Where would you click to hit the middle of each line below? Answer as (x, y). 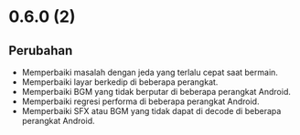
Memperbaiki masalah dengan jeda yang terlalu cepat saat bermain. (150, 72)
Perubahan (41, 51)
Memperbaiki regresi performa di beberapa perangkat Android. (140, 101)
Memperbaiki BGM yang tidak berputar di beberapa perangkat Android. (156, 92)
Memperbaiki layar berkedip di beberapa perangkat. (120, 82)
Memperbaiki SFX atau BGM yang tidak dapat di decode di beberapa (151, 111)
